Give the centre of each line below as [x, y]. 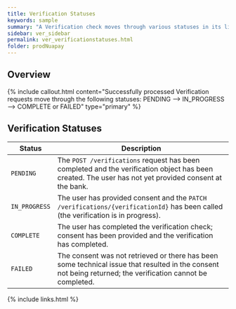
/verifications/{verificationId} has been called [140, 206]
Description [141, 148]
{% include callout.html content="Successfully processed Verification [108, 91]
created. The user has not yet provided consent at [140, 177]
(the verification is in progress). [109, 215]
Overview [29, 75]
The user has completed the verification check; [135, 226]
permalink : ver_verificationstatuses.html [70, 40]
